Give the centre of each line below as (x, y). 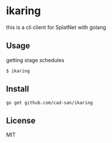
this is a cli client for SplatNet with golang (56, 27)
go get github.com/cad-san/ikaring (50, 103)
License (21, 120)
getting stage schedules (35, 60)
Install (18, 89)
